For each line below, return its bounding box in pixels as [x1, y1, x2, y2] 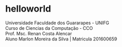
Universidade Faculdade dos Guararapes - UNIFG [5, 20, 109, 26]
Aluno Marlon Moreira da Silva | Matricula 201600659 [5, 36, 117, 42]
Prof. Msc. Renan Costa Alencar [5, 30, 72, 36]
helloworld [5, 3, 51, 15]
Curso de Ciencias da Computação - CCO [5, 25, 93, 31]
